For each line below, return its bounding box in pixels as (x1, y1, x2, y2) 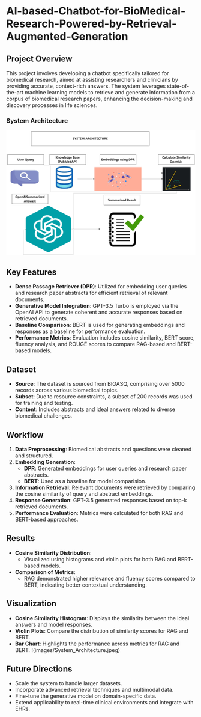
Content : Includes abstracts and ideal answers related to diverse (14, 406, 176, 413)
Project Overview (6, 53, 73, 64)
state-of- (167, 82, 190, 90)
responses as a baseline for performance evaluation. (14, 328, 146, 335)
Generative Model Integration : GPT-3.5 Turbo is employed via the (14, 302, 179, 310)
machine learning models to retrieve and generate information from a (25, 89, 196, 96)
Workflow (6, 430, 44, 440)
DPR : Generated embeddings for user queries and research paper (23, 465, 187, 472)
